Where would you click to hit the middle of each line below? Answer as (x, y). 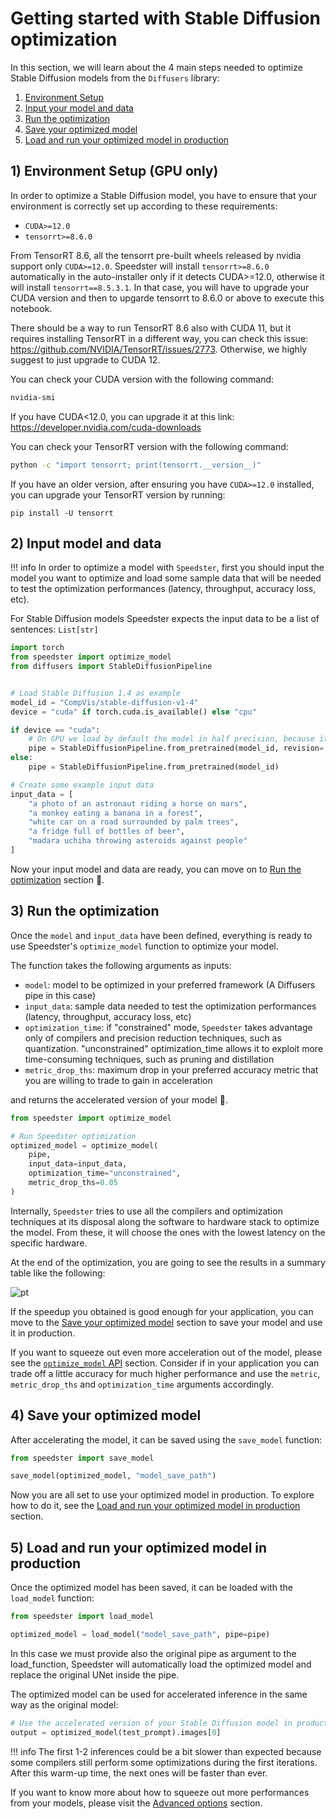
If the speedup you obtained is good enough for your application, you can (162, 1311)
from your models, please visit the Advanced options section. (136, 1803)
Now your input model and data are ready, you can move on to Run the (156, 869)
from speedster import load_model (82, 1617)
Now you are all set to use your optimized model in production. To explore (162, 1495)
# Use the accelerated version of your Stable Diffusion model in (151, 1723)
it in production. (43, 1333)
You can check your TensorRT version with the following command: (149, 446)
